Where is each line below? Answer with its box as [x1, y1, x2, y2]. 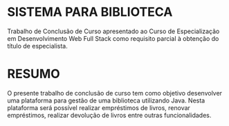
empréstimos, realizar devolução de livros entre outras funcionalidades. [7, 111, 212, 119]
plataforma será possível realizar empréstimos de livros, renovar [7, 103, 190, 111]
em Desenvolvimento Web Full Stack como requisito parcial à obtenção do [7, 34, 219, 42]
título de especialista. [7, 42, 68, 50]
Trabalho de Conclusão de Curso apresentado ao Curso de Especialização [7, 27, 220, 35]
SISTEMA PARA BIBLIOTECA [7, 4, 173, 20]
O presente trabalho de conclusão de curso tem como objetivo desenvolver [7, 89, 223, 97]
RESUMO [7, 66, 60, 82]
